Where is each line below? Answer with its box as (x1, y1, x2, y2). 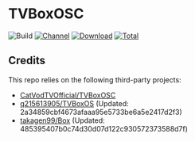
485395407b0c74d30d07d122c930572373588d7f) (19, 124, 189, 133)
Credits (8, 54, 46, 67)
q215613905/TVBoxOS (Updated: (19, 98, 129, 108)
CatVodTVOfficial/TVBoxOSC (19, 90, 116, 100)
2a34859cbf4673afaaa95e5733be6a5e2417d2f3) (19, 107, 183, 116)
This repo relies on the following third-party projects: (8, 74, 181, 84)
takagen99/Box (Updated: (19, 116, 105, 125)
